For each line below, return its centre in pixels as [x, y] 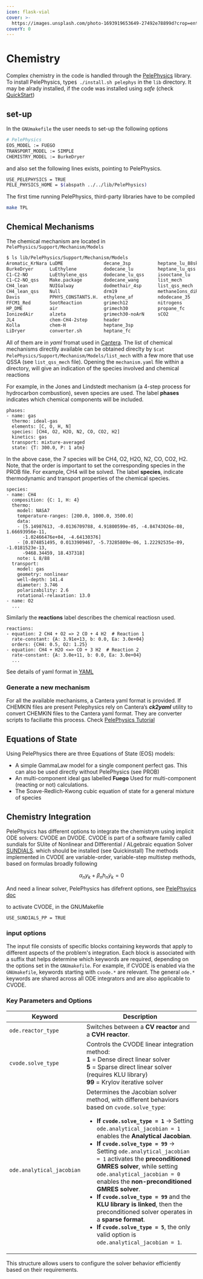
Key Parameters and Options [49, 1001]
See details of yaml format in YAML [50, 672]
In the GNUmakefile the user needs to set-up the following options [87, 129]
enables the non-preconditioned [144, 1181]
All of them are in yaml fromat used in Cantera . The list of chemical [89, 343]
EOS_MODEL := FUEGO [31, 145]
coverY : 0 [19, 29]
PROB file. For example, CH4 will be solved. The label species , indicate [95, 472]
